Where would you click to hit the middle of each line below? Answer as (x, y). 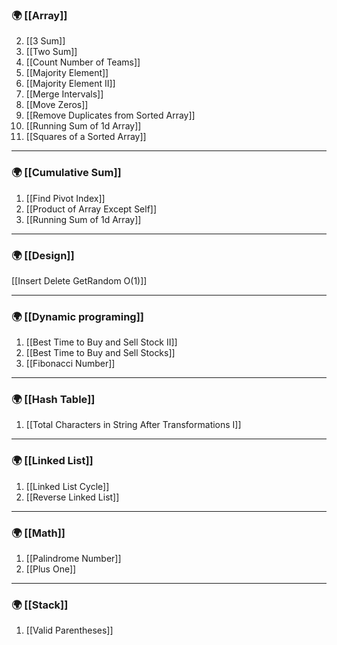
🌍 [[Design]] (43, 255)
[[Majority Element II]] (70, 84)
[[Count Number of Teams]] (83, 62)
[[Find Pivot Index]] (65, 198)
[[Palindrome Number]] (73, 559)
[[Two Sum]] (51, 52)
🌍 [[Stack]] (40, 605)
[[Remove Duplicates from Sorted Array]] (110, 115)
